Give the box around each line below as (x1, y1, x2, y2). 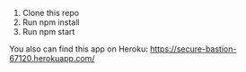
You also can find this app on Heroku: (9, 44, 148, 54)
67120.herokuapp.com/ (9, 53, 95, 63)
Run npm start (22, 27, 75, 36)
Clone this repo (22, 8, 79, 18)
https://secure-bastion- (149, 44, 237, 54)
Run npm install (22, 17, 80, 28)
